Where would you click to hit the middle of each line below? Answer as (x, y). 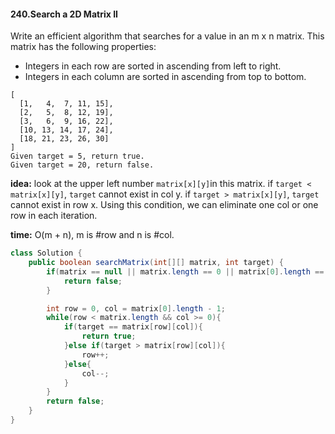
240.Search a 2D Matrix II (64, 14)
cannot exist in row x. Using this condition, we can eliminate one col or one (164, 205)
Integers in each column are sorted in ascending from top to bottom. (165, 77)
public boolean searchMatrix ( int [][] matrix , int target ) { (156, 263)
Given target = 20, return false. (82, 165)
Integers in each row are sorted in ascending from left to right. (153, 66)
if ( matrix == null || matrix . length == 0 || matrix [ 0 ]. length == (185, 271)
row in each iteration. (54, 216)
